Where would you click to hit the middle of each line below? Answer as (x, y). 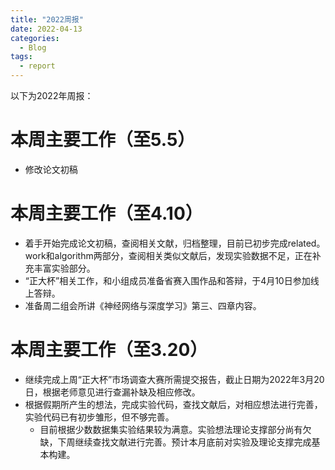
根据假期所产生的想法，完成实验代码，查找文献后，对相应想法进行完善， (173, 404)
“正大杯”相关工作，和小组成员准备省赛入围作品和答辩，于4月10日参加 (167, 280)
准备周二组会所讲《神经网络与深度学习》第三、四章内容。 (143, 305)
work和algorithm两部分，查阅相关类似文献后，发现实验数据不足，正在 (168, 255)
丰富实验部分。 (64, 268)
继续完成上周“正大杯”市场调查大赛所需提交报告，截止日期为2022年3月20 (174, 379)
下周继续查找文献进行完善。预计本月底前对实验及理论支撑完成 (184, 442)
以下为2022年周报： (52, 95)
